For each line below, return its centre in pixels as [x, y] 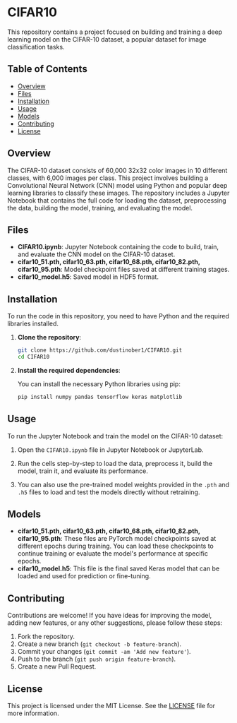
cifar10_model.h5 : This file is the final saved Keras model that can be [119, 568]
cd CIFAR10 [34, 357]
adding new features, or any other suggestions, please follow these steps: [115, 623]
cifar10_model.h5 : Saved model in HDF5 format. [88, 277]
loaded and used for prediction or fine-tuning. [84, 576]
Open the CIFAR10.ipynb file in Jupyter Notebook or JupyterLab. [110, 450]
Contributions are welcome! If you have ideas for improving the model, [110, 616]
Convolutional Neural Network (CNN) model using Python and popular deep [117, 185]
